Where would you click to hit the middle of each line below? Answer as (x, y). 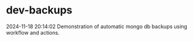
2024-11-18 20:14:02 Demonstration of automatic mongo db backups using (97, 26)
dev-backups (39, 10)
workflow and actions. (33, 32)
